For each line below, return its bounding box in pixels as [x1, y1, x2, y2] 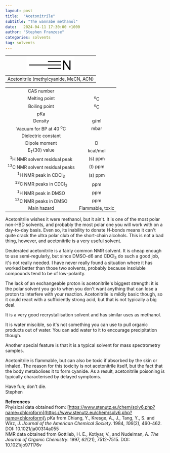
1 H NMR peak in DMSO [17, 189, 66, 196]
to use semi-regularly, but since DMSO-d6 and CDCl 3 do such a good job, [5, 253, 159, 261]
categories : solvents [5, 35, 51, 40]
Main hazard [28, 205, 54, 211]
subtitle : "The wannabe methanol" [5, 19, 78, 24]
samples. [5, 348, 24, 354]
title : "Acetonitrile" [5, 13, 56, 19]
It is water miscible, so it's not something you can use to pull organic [5, 321, 148, 328]
